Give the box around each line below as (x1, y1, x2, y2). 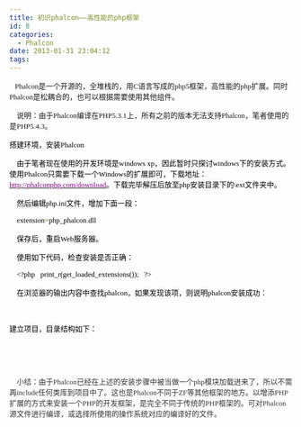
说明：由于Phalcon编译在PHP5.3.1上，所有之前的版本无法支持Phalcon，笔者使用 (16, 111, 282, 120)
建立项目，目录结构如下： (9, 324, 98, 333)
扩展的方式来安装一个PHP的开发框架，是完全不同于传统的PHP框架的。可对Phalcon (9, 398, 287, 408)
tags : (9, 55, 30, 64)
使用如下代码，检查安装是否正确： (16, 253, 135, 262)
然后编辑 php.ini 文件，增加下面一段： (16, 199, 140, 208)
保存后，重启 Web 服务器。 (16, 234, 103, 243)
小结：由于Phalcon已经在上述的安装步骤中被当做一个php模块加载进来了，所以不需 (16, 377, 293, 386)
